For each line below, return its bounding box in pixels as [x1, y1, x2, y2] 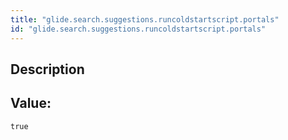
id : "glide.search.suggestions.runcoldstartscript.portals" [10, 24, 267, 34]
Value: [10, 95, 52, 112]
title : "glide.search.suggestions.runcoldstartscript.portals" [10, 14, 280, 25]
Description [10, 61, 85, 78]
